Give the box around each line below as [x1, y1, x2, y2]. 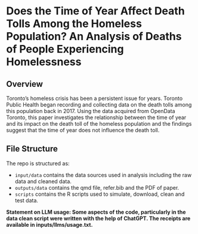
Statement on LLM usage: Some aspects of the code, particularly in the [6, 208, 186, 215]
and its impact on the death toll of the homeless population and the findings [6, 120, 192, 127]
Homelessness [6, 55, 82, 69]
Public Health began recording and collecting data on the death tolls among [6, 101, 192, 108]
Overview [6, 79, 44, 89]
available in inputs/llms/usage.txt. [6, 221, 93, 228]
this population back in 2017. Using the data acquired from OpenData [6, 108, 175, 114]
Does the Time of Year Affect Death [6, 4, 185, 18]
